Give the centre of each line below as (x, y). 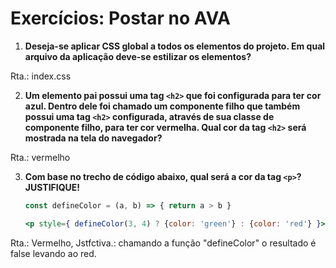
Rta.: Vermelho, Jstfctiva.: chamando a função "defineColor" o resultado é (163, 243)
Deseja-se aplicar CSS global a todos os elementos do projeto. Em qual (175, 46)
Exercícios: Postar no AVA (121, 18)
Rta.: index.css (41, 76)
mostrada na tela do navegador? (93, 138)
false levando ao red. (53, 253)
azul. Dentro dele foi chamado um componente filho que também (162, 106)
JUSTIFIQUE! (52, 187)
